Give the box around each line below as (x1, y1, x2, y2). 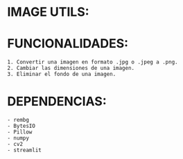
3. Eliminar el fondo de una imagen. (7, 71, 116, 78)
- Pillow (7, 129, 33, 135)
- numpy (7, 135, 30, 142)
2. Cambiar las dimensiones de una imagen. (7, 65, 135, 72)
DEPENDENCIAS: (7, 94, 107, 109)
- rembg (7, 117, 30, 124)
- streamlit (7, 147, 42, 154)
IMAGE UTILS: (7, 4, 89, 20)
